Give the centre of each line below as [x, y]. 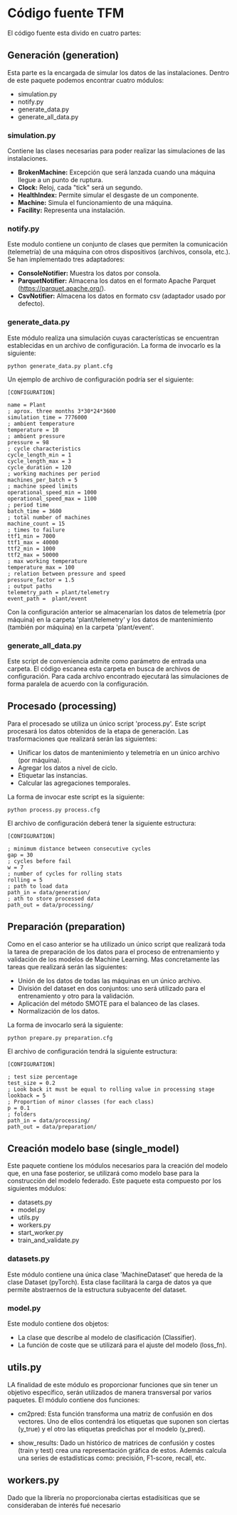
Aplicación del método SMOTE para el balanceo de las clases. [109, 1003]
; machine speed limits [43, 486]
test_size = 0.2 [31, 1083]
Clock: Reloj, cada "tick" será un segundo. [80, 188]
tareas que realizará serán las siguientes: [68, 966]
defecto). [31, 304]
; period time [28, 505]
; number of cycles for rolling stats [65, 874]
